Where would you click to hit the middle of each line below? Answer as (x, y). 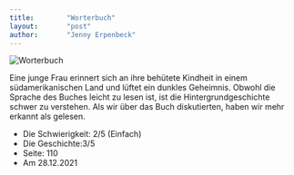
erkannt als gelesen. (47, 117)
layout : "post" (51, 26)
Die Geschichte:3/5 (59, 144)
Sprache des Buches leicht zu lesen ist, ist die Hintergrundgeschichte (140, 97)
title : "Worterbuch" (63, 18)
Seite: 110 (41, 153)
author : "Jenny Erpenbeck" (73, 34)
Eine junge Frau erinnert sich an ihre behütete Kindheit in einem (129, 78)
